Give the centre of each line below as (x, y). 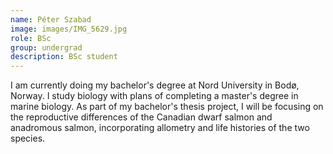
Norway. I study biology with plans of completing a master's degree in (154, 96)
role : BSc (31, 38)
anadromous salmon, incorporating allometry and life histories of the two (160, 128)
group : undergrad (46, 47)
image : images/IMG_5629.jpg (69, 29)
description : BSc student (64, 57)
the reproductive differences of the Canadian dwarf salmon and (141, 117)
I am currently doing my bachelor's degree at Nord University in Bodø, (155, 85)
